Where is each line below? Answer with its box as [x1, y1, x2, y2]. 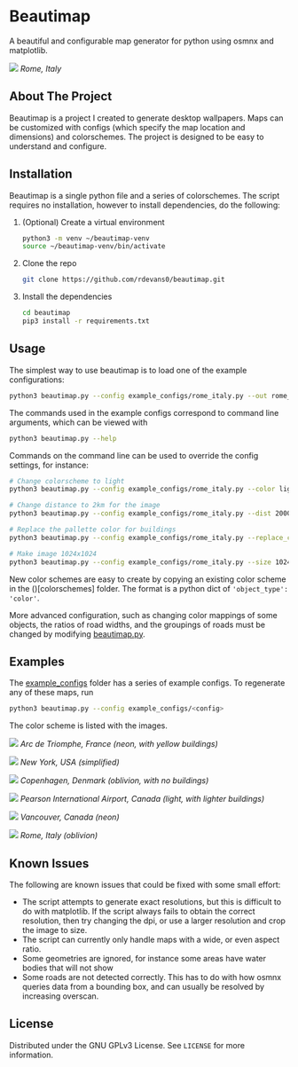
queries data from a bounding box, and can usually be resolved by [21, 982, 264, 992]
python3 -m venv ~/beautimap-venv [21, 233, 150, 243]
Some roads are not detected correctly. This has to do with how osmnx [21, 972, 282, 982]
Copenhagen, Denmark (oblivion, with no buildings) [20, 775, 209, 786]
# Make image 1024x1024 [9, 549, 98, 558]
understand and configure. [9, 140, 107, 152]
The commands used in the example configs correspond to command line [9, 407, 279, 418]
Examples [9, 654, 65, 669]
